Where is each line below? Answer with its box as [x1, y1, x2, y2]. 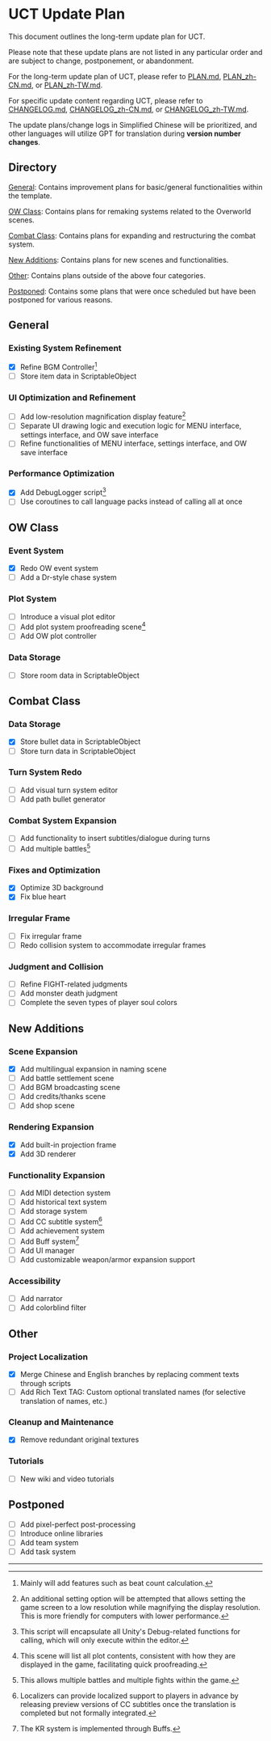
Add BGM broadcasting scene [19, 1083, 121, 1092]
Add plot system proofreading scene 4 [19, 620, 146, 632]
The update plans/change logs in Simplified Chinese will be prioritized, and [8, 120, 257, 129]
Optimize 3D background [19, 883, 104, 893]
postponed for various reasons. [8, 294, 113, 304]
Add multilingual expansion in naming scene [19, 1064, 167, 1074]
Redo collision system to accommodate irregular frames [19, 940, 206, 950]
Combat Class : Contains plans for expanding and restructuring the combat [8, 230, 256, 240]
